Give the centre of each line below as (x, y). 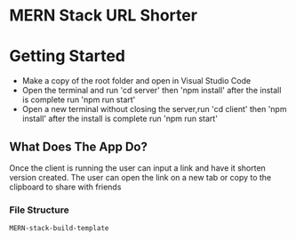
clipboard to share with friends (65, 187)
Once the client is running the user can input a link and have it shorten (138, 168)
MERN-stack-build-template (59, 229)
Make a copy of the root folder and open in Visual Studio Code (136, 81)
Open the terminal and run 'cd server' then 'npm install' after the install (152, 91)
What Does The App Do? (79, 146)
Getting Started (68, 56)
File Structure (39, 210)
